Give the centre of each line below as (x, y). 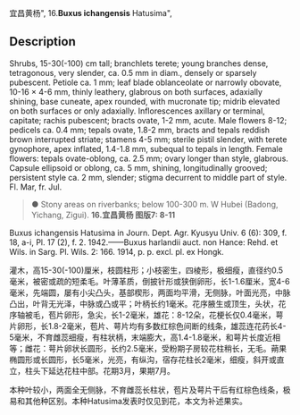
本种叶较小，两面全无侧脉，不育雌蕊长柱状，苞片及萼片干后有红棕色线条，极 (150, 390)
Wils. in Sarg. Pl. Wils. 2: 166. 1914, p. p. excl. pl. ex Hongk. (117, 251)
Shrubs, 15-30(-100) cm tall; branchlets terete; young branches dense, (139, 63)
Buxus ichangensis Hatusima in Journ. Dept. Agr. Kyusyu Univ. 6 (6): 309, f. (148, 233)
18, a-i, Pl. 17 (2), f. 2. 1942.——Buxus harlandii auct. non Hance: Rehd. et (144, 242)
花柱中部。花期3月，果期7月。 (120, 370)
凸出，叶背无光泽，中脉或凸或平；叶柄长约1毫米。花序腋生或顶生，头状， (144, 303)
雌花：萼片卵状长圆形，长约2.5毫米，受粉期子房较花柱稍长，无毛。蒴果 (156, 348)
